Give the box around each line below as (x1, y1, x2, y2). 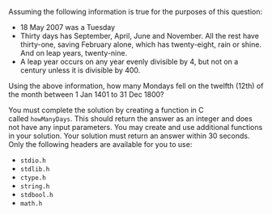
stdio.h (19, 157, 46, 165)
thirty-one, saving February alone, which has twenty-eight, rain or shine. (19, 40, 261, 49)
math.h (19, 199, 43, 208)
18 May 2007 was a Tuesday (19, 23, 116, 31)
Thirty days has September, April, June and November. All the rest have (19, 31, 259, 40)
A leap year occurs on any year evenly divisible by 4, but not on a (19, 57, 239, 66)
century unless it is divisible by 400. (19, 65, 141, 75)
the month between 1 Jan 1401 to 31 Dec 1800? (8, 90, 164, 99)
